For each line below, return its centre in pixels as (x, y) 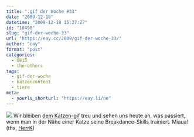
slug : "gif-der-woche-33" (38, 33)
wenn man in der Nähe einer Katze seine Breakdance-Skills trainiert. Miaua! (97, 122)
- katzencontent (31, 82)
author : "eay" (23, 44)
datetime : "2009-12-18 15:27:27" (47, 22)
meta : (13, 93)
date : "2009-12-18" (30, 17)
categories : (21, 55)
